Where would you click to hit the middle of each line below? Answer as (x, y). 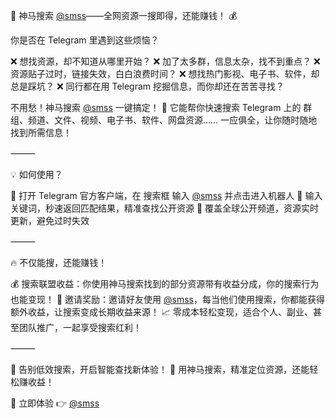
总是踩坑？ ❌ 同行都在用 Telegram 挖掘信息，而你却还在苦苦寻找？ (147, 86)
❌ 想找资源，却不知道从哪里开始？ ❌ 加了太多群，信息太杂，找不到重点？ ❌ (165, 61)
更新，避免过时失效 (50, 220)
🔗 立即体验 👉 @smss (55, 403)
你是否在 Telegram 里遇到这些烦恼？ (85, 40)
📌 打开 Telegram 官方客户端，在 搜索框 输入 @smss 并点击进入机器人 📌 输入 (166, 195)
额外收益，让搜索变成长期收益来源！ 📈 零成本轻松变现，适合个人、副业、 (161, 312)
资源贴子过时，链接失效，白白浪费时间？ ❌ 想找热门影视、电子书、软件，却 (165, 73)
